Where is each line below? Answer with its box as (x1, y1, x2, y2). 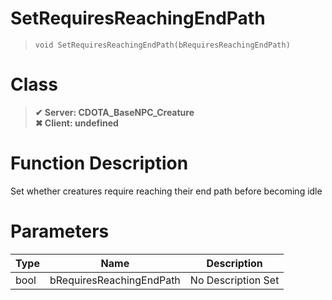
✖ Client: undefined (34, 117, 119, 129)
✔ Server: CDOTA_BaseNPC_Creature (34, 106, 195, 118)
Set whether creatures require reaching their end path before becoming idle (10, 185, 323, 197)
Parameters (10, 220, 110, 242)
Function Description (10, 152, 189, 175)
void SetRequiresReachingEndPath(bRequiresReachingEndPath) (34, 40, 291, 50)
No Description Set (189, 273, 280, 287)
